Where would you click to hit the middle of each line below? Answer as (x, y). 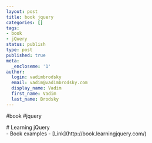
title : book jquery (30, 17)
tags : (13, 28)
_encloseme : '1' (31, 66)
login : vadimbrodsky (36, 77)
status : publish (26, 45)
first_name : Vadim (34, 94)
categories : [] (25, 22)
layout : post (22, 11)
